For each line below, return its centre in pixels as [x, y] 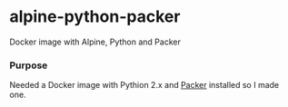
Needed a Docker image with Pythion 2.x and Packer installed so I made [144, 85]
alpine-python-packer [95, 17]
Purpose [29, 65]
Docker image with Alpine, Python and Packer [95, 42]
